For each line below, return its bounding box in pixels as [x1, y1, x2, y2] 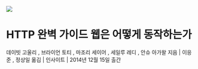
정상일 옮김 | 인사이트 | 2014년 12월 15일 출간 [15, 56, 121, 63]
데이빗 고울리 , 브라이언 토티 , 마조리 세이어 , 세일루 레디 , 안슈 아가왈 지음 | [6, 48, 181, 56]
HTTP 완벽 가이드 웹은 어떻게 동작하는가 [6, 28, 192, 42]
